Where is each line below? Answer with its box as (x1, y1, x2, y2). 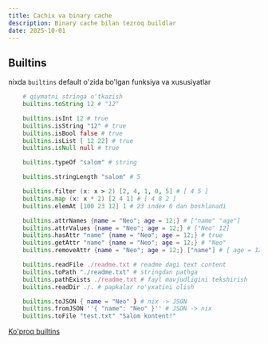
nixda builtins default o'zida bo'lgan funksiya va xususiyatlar (8, 77, 211, 87)
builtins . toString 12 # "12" (22, 101, 120, 109)
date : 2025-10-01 (8, 26, 66, 34)
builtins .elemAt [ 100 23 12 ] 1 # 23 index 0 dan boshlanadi (22, 202, 227, 210)
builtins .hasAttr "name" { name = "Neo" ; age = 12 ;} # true (22, 231, 223, 239)
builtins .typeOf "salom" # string (22, 159, 137, 167)
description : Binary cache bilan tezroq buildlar (8, 19, 177, 27)
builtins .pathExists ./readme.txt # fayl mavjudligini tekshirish (22, 275, 248, 283)
